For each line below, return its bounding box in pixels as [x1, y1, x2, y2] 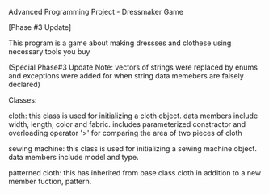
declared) [8, 80, 40, 89]
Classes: [8, 95, 37, 104]
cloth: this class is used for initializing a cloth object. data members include [8, 111, 258, 120]
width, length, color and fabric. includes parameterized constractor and [8, 120, 246, 129]
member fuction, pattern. [8, 177, 92, 186]
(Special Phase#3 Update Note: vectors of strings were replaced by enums [8, 62, 258, 72]
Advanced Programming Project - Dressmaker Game [8, 7, 184, 16]
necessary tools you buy [8, 47, 90, 56]
